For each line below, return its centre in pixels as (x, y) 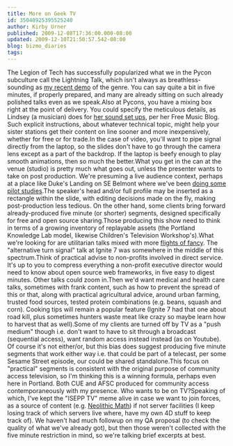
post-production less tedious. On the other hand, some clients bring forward (116, 206)
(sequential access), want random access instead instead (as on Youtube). (114, 339)
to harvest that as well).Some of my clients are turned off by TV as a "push (114, 324)
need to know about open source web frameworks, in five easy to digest (111, 272)
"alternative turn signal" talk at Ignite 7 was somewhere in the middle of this (115, 250)
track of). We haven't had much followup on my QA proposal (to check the (114, 420)
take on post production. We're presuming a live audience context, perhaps (115, 176)
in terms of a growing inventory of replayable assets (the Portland (101, 228)
